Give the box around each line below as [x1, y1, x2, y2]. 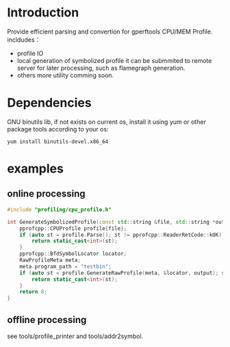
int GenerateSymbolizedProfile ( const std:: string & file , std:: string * [7, 218, 216, 225]
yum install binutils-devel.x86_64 [7, 138, 109, 145]
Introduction [7, 5, 79, 21]
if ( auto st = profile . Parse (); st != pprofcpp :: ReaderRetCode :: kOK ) [19, 231, 222, 238]
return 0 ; [19, 289, 48, 296]
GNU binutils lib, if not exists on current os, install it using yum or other [7, 118, 207, 126]
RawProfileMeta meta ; [19, 257, 81, 264]
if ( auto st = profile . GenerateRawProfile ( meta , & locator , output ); [19, 269, 219, 277]
